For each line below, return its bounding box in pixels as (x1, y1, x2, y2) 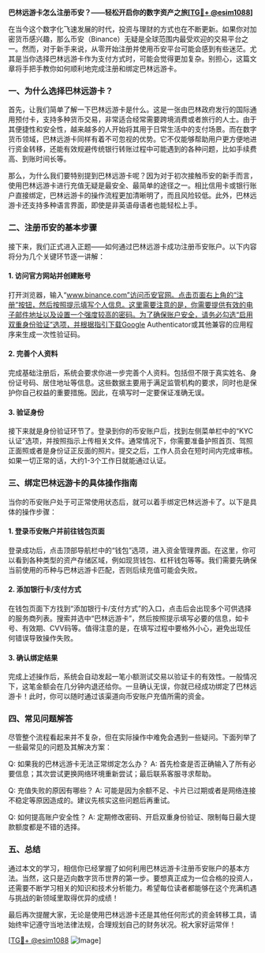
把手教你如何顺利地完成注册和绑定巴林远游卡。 (28, 64, 181, 73)
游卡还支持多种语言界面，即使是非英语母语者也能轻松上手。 (8, 200, 202, 210)
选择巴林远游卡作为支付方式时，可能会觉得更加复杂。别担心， (35, 54, 237, 63)
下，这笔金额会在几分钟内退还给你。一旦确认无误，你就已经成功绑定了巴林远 (8, 682, 257, 691)
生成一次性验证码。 (21, 329, 84, 338)
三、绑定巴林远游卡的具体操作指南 (8, 477, 138, 488)
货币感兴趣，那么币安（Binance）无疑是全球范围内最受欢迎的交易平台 (14, 35, 242, 43)
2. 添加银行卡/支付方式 (8, 585, 81, 594)
